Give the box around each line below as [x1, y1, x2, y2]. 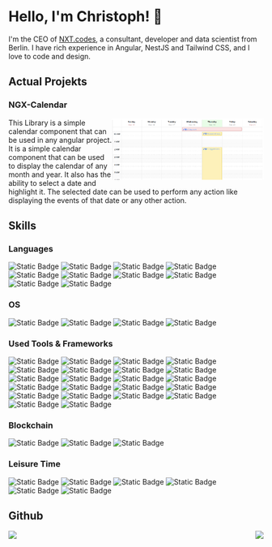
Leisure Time [8, 459, 61, 470]
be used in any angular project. [8, 135, 112, 144]
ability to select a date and [8, 178, 97, 187]
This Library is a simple [8, 118, 87, 127]
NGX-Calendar [8, 99, 68, 110]
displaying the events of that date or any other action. [8, 195, 187, 205]
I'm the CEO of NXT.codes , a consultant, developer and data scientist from [8, 34, 257, 44]
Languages [8, 243, 54, 254]
